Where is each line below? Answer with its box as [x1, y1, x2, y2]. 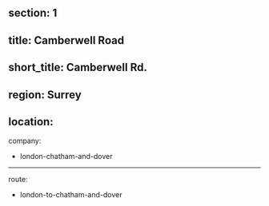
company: [8, 136, 42, 146]
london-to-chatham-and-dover [19, 190, 122, 200]
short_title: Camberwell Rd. [8, 61, 148, 74]
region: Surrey [8, 88, 82, 101]
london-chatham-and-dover [19, 152, 113, 161]
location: [8, 115, 54, 129]
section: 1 [8, 6, 58, 20]
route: [8, 175, 28, 184]
